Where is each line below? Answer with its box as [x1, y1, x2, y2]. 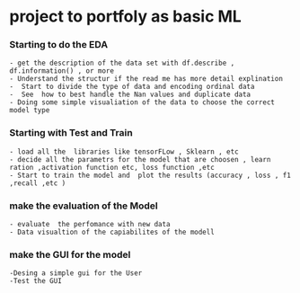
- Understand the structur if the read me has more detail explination [9, 75, 283, 84]
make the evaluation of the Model [9, 200, 159, 212]
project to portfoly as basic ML [9, 6, 243, 27]
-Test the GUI [9, 277, 63, 286]
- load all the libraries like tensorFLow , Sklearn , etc [9, 146, 240, 156]
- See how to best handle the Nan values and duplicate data [9, 90, 251, 100]
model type [9, 106, 50, 115]
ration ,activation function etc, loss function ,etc [9, 163, 216, 172]
